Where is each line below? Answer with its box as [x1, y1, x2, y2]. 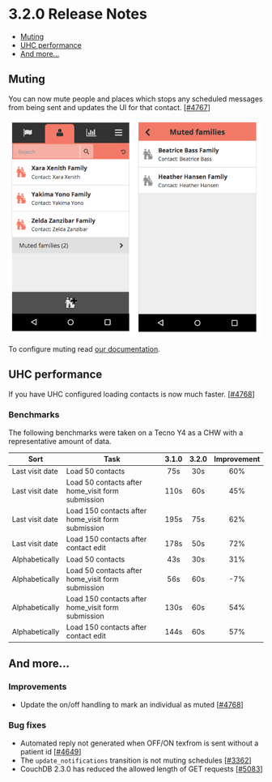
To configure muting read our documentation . [8, 344, 160, 353]
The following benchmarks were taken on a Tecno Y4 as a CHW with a [8, 427, 244, 438]
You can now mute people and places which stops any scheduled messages [8, 94, 263, 104]
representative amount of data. [8, 436, 112, 446]
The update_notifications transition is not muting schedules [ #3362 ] [19, 755, 253, 765]
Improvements [8, 682, 67, 693]
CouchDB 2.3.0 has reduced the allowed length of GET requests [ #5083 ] [19, 763, 263, 774]
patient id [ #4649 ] [19, 746, 82, 756]
